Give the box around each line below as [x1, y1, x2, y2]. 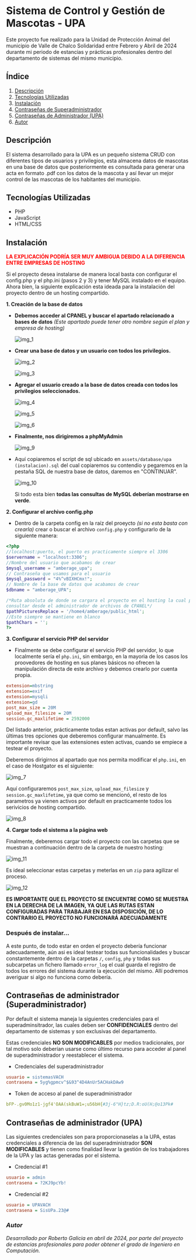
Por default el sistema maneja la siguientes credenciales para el [6, 1015, 159, 1022]
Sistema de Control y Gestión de [6, 4, 165, 18]
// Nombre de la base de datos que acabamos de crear [6, 582, 140, 588]
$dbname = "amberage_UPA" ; [6, 587, 72, 593]
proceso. [6, 873, 27, 880]
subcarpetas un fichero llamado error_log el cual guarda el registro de [6, 961, 176, 968]
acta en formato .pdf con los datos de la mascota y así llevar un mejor [6, 169, 174, 176]
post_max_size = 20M [6, 705, 57, 711]
